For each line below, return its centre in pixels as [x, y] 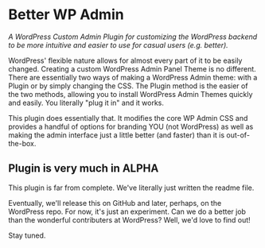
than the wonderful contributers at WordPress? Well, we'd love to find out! [129, 219]
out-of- [238, 135]
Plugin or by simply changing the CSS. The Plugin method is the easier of [128, 86]
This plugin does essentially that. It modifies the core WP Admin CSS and [128, 118]
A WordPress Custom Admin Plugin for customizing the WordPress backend [133, 37]
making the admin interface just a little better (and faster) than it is [117, 135]
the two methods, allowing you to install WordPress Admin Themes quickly [131, 94]
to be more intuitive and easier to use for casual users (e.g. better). [118, 45]
